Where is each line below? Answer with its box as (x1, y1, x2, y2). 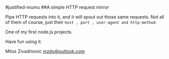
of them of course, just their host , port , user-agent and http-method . (5, 19, 157, 25)
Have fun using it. (5, 38, 42, 44)
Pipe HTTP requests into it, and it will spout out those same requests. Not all (5, 14, 164, 19)
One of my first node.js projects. (5, 29, 73, 34)
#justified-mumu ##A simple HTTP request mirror (5, 4, 109, 10)
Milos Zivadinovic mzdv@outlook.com (5, 48, 85, 54)
